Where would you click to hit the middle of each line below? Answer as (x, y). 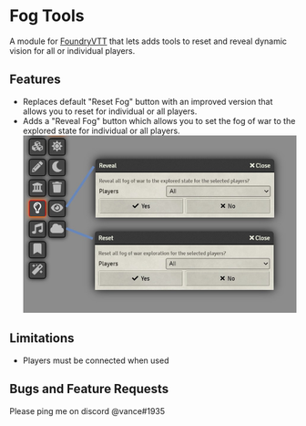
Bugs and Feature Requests (89, 389)
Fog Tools (47, 16)
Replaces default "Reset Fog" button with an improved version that (148, 101)
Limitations (42, 338)
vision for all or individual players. (72, 50)
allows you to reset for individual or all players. (110, 111)
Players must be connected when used (96, 360)
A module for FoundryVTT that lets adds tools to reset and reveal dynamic (148, 41)
